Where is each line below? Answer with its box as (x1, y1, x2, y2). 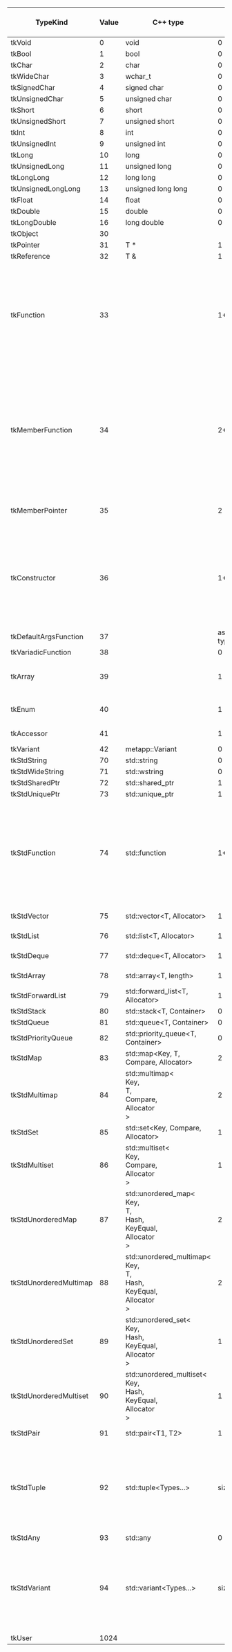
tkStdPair (10, 1429, 41, 1438)
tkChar (10, 60, 33, 70)
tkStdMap (10, 1053, 43, 1063)
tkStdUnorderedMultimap (10, 1278, 93, 1287)
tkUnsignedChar (10, 94, 64, 103)
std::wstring (125, 767, 164, 776)
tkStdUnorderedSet (10, 1337, 74, 1346)
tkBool (10, 49, 32, 58)
